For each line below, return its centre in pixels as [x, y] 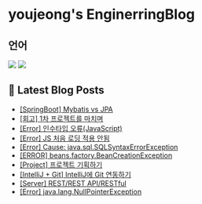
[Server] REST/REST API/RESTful [73, 183]
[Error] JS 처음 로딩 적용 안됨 [64, 138]
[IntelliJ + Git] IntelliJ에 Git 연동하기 [75, 174]
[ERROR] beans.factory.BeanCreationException [96, 155]
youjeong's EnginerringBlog [101, 15]
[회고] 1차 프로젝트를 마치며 [61, 118]
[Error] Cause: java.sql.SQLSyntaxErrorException [99, 147]
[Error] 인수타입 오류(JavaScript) [71, 128]
